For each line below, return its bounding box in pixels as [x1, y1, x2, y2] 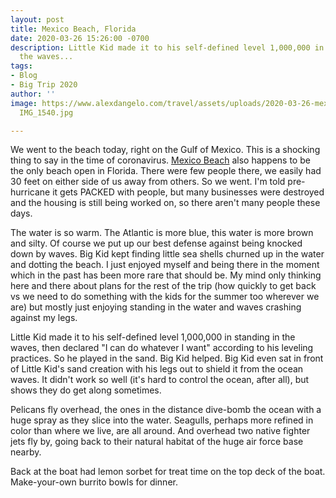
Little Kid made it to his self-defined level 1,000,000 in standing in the [10, 331, 296, 343]
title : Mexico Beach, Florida [10, 24, 137, 34]
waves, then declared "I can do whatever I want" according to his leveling [10, 342, 314, 354]
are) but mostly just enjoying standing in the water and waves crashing [10, 301, 302, 313]
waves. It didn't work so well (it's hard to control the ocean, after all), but [10, 374, 310, 386]
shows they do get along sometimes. [10, 384, 162, 396]
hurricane [10, 186, 51, 198]
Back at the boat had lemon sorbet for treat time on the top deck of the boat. [10, 466, 326, 478]
